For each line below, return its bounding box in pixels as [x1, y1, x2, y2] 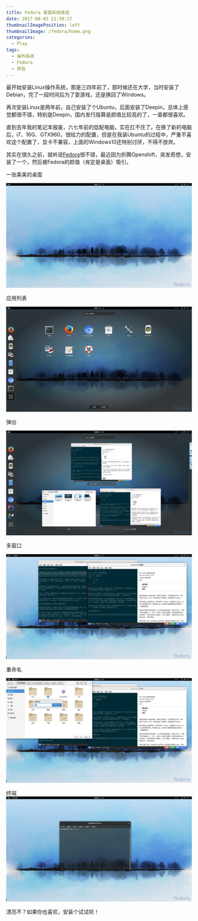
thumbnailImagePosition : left [6, 22, 81, 28]
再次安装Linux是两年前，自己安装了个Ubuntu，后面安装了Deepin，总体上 [6, 104, 184, 111]
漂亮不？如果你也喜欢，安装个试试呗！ [6, 908, 99, 915]
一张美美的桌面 [6, 170, 42, 178]
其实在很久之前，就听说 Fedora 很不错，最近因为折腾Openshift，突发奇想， [6, 151, 187, 158]
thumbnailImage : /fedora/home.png [6, 28, 91, 34]
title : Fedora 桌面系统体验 [6, 9, 70, 15]
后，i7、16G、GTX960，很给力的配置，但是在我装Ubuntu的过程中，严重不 [6, 131, 187, 138]
